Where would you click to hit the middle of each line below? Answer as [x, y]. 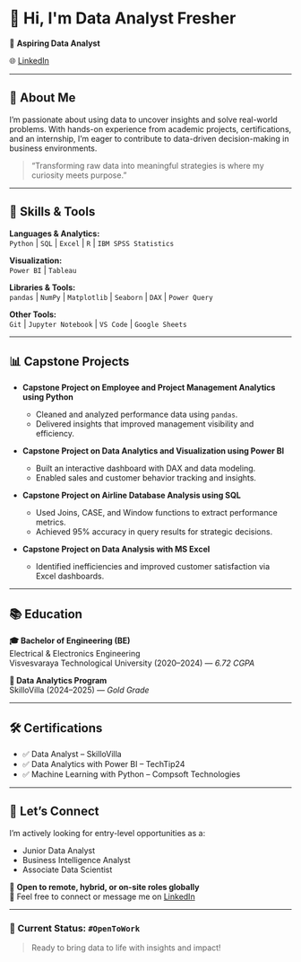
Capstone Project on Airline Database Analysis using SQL [132, 495]
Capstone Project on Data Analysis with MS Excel [116, 549]
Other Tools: [33, 314]
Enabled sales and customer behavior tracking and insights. [146, 478]
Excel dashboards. [70, 576]
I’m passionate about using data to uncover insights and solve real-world [143, 119]
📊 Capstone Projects [69, 362]
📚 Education [46, 614]
